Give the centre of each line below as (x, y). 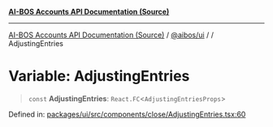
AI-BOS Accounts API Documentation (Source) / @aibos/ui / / (111, 35)
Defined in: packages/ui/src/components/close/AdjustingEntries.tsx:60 (127, 114)
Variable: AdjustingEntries (99, 76)
